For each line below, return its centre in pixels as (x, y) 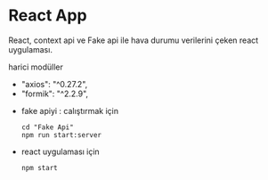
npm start (40, 168)
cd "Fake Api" (47, 127)
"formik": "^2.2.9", (55, 94)
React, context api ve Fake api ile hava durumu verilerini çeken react (134, 40)
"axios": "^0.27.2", (54, 84)
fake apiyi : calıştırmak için (70, 110)
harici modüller (36, 67)
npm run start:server (61, 135)
